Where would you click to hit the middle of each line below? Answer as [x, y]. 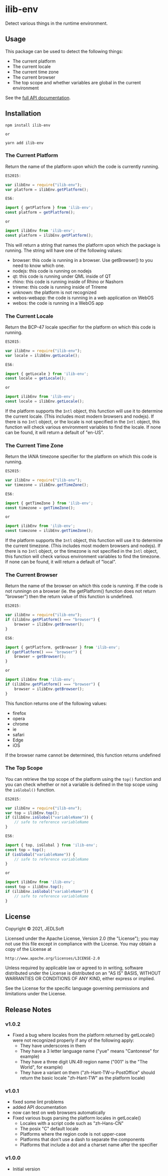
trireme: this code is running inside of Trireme [60, 287]
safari [18, 734]
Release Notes [28, 1010]
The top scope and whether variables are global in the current [77, 82]
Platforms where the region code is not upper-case [73, 1134]
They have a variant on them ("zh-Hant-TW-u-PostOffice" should [87, 1073]
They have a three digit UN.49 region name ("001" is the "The [84, 1062]
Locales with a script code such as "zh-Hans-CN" [72, 1124]
